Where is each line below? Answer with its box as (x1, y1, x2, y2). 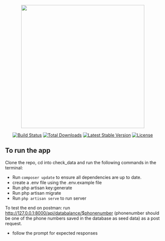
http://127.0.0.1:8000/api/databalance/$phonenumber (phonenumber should (5, 210, 159, 216)
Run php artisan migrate (12, 190, 62, 196)
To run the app (5, 146, 51, 155)
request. (5, 220, 22, 226)
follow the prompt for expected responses (12, 230, 98, 236)
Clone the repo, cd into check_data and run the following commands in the (5, 159, 157, 165)
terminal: (5, 165, 23, 171)
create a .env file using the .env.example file (12, 179, 102, 185)
